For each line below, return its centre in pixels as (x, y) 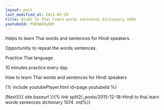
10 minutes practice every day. (37, 68)
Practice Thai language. (30, 58)
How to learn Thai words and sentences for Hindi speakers (66, 77)
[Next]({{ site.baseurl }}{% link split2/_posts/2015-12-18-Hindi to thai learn (82, 97)
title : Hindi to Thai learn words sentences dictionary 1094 (71, 19)
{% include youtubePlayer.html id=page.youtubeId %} (61, 87)
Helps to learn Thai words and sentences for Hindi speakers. (68, 38)
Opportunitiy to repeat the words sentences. (51, 48)
